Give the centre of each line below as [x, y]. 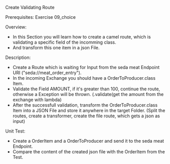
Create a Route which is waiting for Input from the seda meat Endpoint [86, 67]
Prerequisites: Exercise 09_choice [41, 17]
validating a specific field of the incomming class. [64, 42]
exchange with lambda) [37, 100]
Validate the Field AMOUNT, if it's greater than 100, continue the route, [86, 89]
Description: [18, 57]
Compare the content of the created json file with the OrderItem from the [89, 152]
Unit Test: [15, 131]
